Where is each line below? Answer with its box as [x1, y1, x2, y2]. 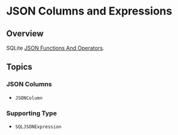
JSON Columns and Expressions [6, 4, 173, 18]
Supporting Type [6, 109, 58, 117]
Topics [6, 62, 33, 72]
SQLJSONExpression [15, 123, 62, 130]
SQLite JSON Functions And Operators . [6, 44, 105, 51]
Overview [6, 28, 44, 39]
